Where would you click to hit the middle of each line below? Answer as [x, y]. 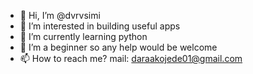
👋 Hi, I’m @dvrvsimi [60, 15]
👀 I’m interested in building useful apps [100, 26]
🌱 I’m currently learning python [83, 36]
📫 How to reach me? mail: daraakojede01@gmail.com [131, 58]
